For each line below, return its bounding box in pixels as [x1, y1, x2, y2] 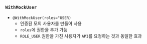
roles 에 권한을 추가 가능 [20, 27, 68, 33]
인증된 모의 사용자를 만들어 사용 [20, 20, 82, 26]
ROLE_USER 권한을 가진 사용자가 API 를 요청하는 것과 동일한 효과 [20, 33, 142, 39]
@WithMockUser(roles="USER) [12, 15, 71, 20]
